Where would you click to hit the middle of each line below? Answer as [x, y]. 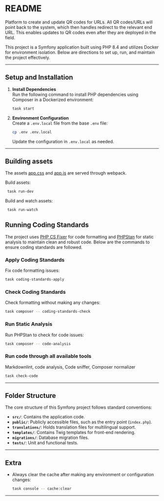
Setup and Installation [39, 77]
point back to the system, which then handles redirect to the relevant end [79, 27]
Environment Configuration [41, 118]
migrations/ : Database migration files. [51, 437]
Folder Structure [31, 396]
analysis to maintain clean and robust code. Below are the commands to [77, 242]
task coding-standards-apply [35, 280]
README [23, 9]
